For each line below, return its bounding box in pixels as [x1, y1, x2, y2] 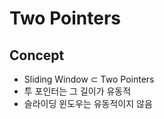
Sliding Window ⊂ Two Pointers [23, 73, 155, 85]
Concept [9, 47, 65, 64]
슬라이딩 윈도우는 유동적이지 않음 [23, 98, 153, 109]
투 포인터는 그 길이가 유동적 [23, 85, 132, 97]
